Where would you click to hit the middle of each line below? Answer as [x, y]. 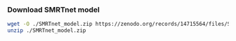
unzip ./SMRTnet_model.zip [47, 31]
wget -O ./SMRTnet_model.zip [50, 24]
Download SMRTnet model [53, 10]
